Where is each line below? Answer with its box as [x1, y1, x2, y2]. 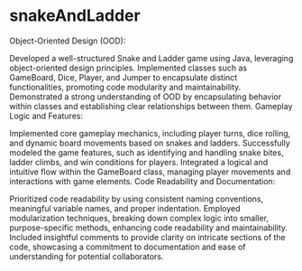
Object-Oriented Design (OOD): [9, 35, 126, 46]
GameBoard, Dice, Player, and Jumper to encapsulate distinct [9, 71, 238, 82]
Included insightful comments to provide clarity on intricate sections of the [9, 231, 286, 242]
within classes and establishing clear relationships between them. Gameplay [9, 100, 293, 111]
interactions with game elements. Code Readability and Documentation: [9, 175, 276, 186]
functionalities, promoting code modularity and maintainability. [9, 81, 242, 92]
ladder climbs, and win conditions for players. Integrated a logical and [9, 156, 269, 167]
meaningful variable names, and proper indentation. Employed [9, 202, 241, 213]
